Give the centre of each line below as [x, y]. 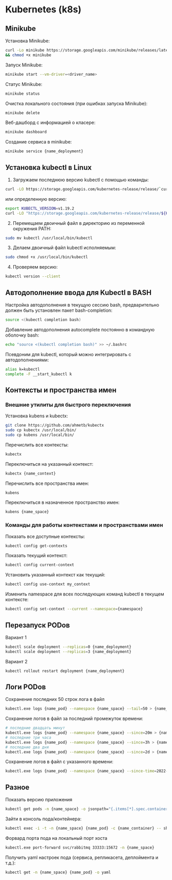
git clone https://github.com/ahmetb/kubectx [55, 426]
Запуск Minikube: [24, 65]
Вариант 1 [16, 637]
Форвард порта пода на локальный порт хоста [56, 838]
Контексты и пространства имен [61, 390]
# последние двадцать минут [35, 728]
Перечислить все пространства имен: [47, 483]
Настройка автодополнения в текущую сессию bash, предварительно [82, 305]
